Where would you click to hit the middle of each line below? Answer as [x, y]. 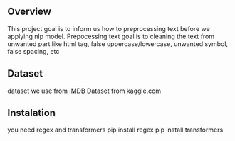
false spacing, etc [33, 51]
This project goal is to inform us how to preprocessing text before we [109, 28]
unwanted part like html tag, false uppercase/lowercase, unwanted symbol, [118, 44]
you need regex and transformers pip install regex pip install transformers [115, 130]
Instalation [31, 113]
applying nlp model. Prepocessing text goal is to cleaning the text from [111, 36]
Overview [30, 12]
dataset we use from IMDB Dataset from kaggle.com [84, 91]
